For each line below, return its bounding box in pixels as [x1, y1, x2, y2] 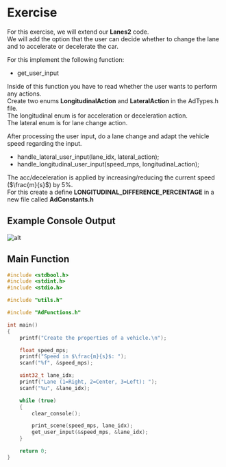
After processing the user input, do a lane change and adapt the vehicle [7, 132, 210, 140]
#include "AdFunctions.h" [7, 309, 81, 316]
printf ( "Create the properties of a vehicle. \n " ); [19, 334, 167, 341]
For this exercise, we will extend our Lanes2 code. [7, 28, 149, 36]
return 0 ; [19, 448, 48, 455]
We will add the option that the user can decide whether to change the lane [7, 34, 220, 43]
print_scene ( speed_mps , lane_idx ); [32, 422, 134, 429]
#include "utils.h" [7, 297, 63, 304]
